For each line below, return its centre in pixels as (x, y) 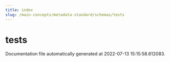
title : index (19, 10)
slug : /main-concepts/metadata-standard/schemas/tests (65, 15)
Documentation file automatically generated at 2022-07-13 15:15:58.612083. (85, 54)
